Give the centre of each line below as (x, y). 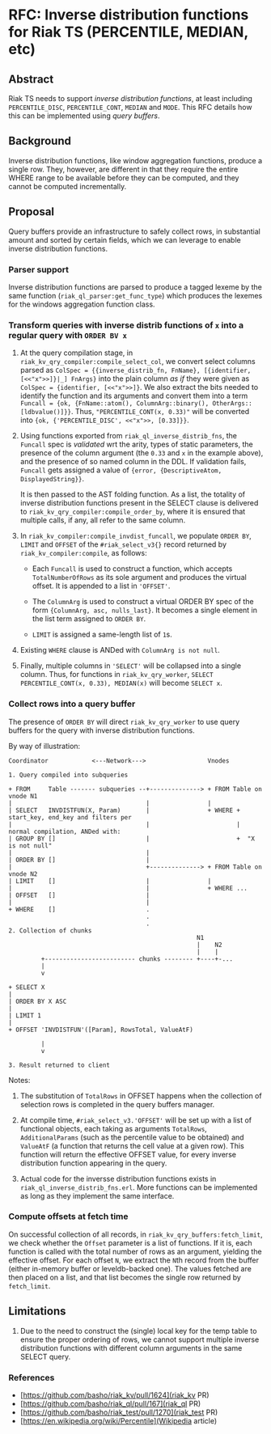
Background (40, 141)
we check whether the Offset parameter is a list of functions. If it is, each (130, 1242)
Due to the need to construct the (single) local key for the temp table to (138, 1330)
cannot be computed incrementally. (68, 186)
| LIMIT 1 (25, 1015)
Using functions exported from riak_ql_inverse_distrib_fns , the (128, 436)
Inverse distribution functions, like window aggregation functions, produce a (135, 160)
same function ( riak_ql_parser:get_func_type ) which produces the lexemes (135, 295)
